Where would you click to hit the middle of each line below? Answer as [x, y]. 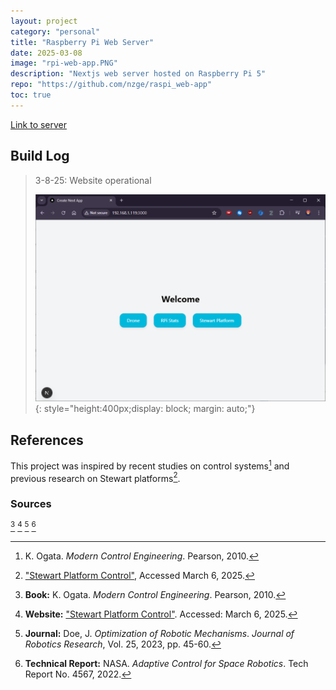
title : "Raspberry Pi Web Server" [82, 42]
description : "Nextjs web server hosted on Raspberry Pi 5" [138, 74]
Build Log [40, 156]
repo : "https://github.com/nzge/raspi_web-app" [111, 85]
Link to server [39, 124]
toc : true [31, 95]
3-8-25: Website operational [93, 180]
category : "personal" [55, 31]
